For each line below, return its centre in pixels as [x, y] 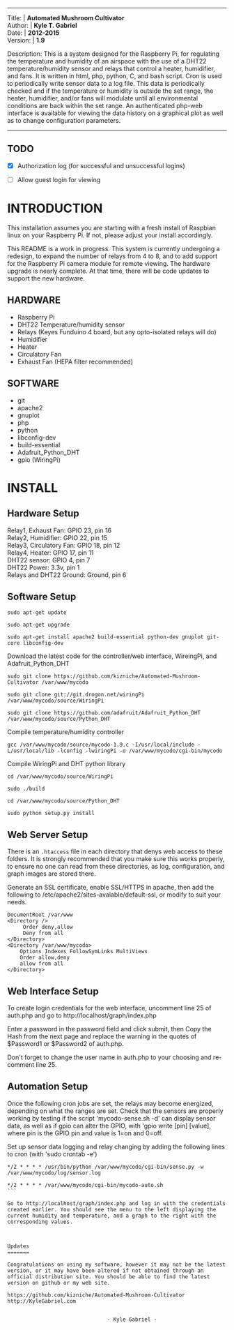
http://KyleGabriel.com [42, 1301]
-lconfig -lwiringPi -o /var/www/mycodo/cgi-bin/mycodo [140, 751]
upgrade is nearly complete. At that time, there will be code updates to [108, 271]
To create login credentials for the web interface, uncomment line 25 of [109, 1008]
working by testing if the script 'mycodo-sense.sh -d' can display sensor [111, 1118]
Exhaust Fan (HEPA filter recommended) [75, 361]
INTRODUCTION [55, 208]
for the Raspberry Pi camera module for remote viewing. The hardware [109, 263]
